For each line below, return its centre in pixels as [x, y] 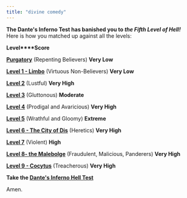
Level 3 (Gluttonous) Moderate [45, 94]
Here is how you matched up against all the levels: [69, 36]
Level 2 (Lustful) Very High [40, 83]
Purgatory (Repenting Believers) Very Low [60, 59]
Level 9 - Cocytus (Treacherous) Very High [61, 166]
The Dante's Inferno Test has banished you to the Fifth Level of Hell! [93, 29]
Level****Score [28, 48]
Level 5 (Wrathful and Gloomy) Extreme [56, 118]
